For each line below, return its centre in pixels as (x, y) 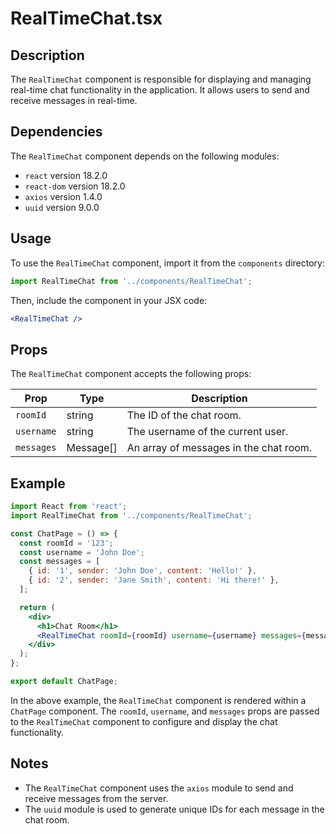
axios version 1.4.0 (63, 196)
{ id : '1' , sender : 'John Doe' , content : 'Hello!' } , (142, 571)
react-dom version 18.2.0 (75, 186)
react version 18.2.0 (66, 175)
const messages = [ (60, 562)
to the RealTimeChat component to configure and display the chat (144, 721)
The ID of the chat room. (184, 415)
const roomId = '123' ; (66, 543)
